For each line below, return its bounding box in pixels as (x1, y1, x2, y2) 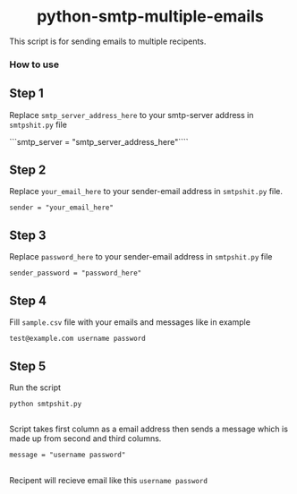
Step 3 (9, 227, 47, 243)
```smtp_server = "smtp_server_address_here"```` (9, 136, 189, 147)
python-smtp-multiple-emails (37, 6, 264, 27)
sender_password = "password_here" (9, 268, 142, 278)
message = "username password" (9, 450, 126, 460)
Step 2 (9, 163, 47, 178)
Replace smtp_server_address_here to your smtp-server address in (9, 109, 254, 120)
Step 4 (9, 293, 47, 308)
